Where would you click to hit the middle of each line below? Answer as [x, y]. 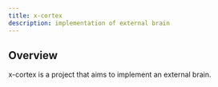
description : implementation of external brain [89, 23]
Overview [33, 55]
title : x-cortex [35, 16]
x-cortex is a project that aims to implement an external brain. [110, 75]
